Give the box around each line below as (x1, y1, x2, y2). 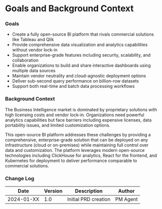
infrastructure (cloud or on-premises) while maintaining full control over (5, 142, 149, 148)
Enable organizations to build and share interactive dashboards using (12, 63, 151, 68)
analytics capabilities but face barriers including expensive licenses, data (5, 117, 152, 123)
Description (75, 188, 103, 194)
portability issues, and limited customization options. (5, 122, 110, 128)
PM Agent (115, 196, 138, 203)
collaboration (12, 57, 39, 63)
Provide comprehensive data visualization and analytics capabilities (12, 42, 148, 48)
